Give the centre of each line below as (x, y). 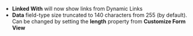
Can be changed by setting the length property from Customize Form (99, 21)
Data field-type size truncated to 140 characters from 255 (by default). (100, 15)
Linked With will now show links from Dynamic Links (77, 9)
